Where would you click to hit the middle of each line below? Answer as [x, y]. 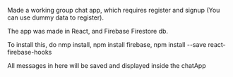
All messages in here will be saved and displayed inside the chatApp [107, 65]
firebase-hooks [30, 52]
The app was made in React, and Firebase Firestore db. [88, 31]
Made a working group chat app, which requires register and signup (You [114, 10]
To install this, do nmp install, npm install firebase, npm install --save [107, 44]
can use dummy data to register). [56, 17]
